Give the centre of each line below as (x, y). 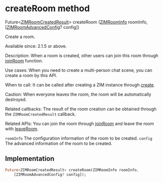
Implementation (30, 159)
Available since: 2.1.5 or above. (36, 46)
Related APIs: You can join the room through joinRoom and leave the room (80, 123)
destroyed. (16, 99)
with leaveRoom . (22, 129)
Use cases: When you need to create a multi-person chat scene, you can (79, 70)
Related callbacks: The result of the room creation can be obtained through (81, 109)
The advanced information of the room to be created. (59, 143)
